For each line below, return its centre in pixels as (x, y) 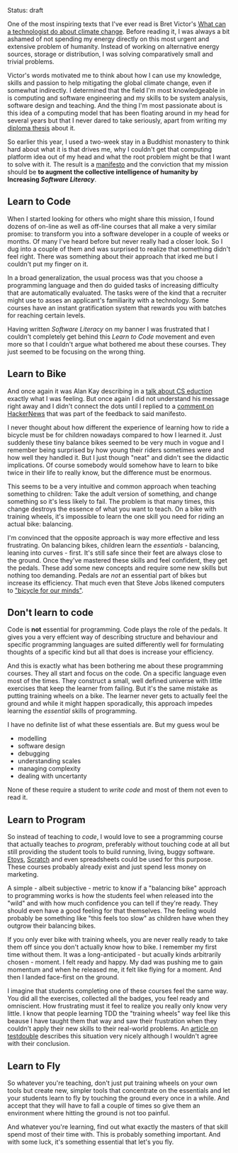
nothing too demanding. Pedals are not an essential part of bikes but (107, 575)
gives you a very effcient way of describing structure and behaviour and (113, 637)
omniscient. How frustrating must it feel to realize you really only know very (118, 1006)
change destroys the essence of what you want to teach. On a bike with (112, 509)
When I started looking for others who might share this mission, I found (111, 218)
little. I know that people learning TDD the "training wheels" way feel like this (119, 1013)
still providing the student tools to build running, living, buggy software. (111, 852)
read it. (18, 797)
